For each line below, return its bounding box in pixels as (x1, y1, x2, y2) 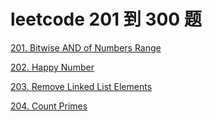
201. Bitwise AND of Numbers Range (10, 41, 162, 54)
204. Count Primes (10, 100, 88, 112)
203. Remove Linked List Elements (10, 80, 153, 92)
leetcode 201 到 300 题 (10, 8, 202, 31)
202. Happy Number (10, 61, 95, 73)
